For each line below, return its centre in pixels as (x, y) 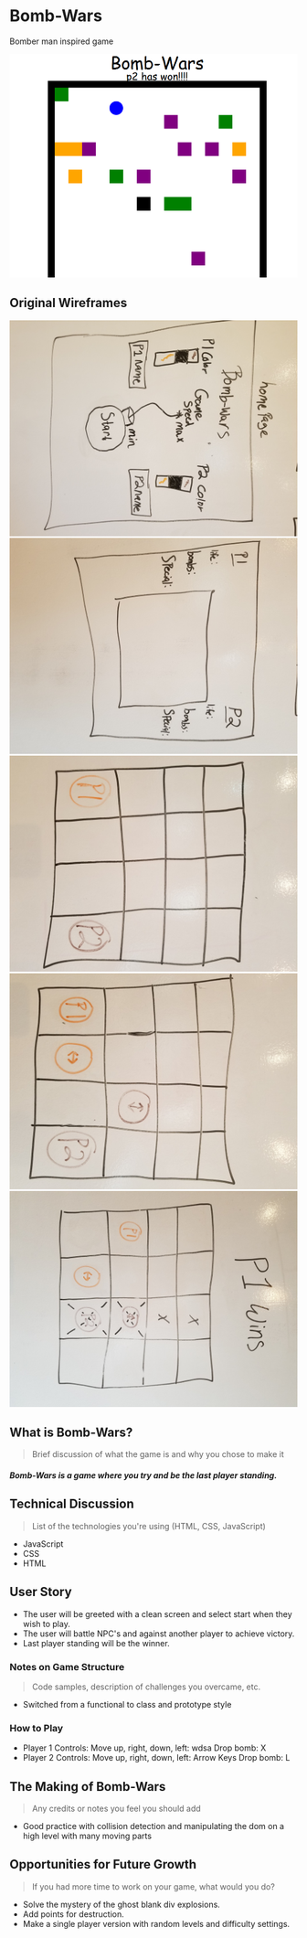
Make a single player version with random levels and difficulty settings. (156, 1923)
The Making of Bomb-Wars (88, 1787)
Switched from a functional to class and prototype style (127, 1704)
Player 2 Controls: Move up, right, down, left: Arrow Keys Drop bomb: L (156, 1758)
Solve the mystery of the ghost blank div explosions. (122, 1904)
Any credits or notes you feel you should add (116, 1809)
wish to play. (46, 1624)
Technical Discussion (72, 1504)
